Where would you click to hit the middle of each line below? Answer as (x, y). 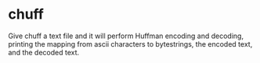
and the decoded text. (44, 52)
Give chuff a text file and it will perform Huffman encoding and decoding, (126, 36)
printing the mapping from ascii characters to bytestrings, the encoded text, (130, 44)
